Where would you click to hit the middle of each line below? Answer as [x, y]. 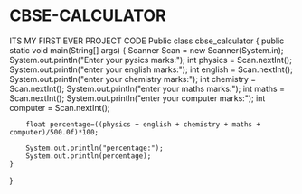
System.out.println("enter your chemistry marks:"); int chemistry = [133, 79]
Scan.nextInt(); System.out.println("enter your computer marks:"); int [137, 98]
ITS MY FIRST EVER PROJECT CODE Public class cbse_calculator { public [147, 41]
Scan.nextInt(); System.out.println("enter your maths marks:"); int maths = [147, 88]
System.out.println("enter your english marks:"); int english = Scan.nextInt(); [151, 69]
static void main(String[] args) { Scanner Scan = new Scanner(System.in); [146, 50]
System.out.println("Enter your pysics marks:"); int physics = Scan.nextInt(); [151, 60]
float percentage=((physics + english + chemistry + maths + [143, 124]
